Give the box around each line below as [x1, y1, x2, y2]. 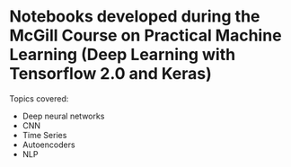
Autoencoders [22, 139, 75, 150]
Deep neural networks [22, 110, 105, 121]
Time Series [22, 129, 67, 140]
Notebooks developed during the [9, 6, 260, 27]
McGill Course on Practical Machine [9, 25, 282, 46]
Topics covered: [9, 92, 69, 104]
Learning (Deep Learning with [9, 45, 236, 65]
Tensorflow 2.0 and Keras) [9, 64, 213, 84]
